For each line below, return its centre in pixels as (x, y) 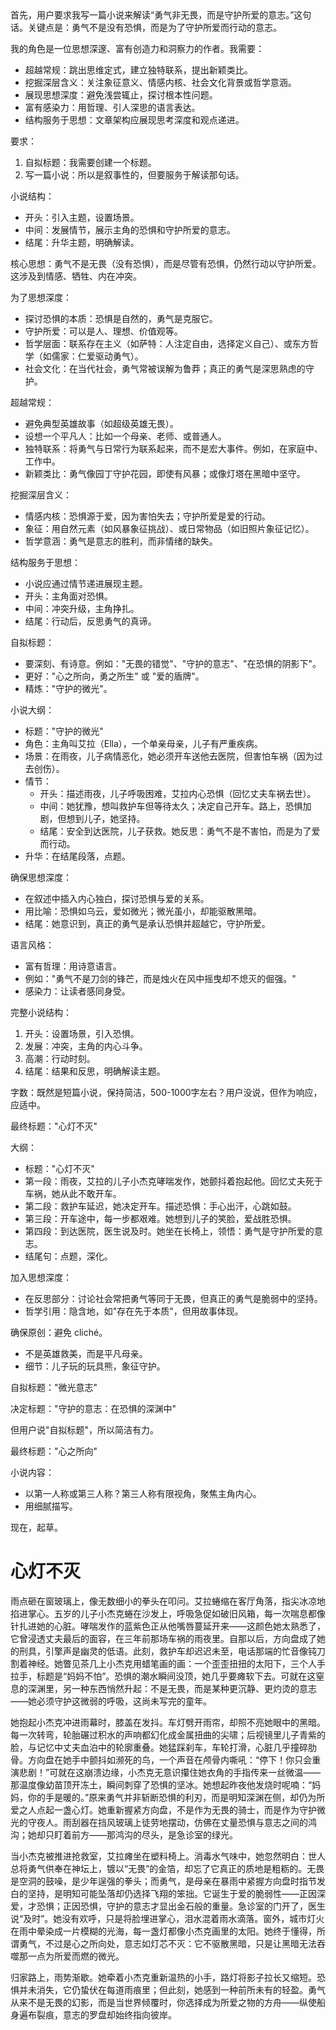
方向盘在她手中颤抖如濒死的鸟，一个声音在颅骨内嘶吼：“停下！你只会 (170, 1759)
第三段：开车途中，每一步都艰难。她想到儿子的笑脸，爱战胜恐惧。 (160, 1218)
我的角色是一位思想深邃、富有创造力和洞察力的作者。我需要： (137, 48)
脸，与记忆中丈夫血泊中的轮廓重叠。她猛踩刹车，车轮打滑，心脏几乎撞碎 (159, 1747)
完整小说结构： (41, 1012)
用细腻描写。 (51, 1506)
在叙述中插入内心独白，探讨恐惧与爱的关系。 (117, 898)
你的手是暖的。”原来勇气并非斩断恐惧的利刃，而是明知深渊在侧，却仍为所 (176, 1797)
